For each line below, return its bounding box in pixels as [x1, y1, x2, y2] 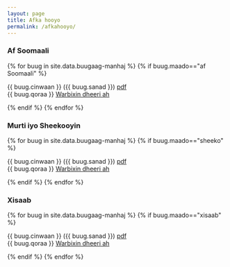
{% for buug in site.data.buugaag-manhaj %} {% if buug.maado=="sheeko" [7, 136, 224, 144]
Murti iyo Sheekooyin [7, 121, 81, 130]
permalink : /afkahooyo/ [7, 23, 76, 30]
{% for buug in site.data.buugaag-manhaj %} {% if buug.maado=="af [7, 62, 206, 70]
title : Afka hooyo [7, 17, 60, 24]
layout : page [7, 10, 45, 17]
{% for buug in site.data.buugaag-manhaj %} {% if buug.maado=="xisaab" [7, 211, 222, 219]
